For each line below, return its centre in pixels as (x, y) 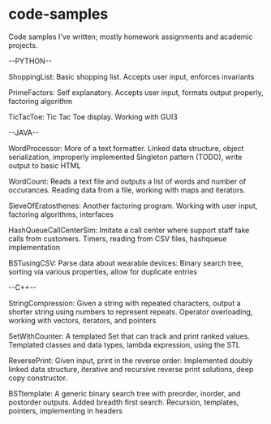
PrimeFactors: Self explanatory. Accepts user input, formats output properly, (136, 92)
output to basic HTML (45, 165)
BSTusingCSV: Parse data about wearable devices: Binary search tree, (126, 263)
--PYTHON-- (30, 61)
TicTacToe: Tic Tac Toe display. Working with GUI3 (93, 117)
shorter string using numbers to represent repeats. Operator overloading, (131, 312)
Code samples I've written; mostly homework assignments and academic (131, 37)
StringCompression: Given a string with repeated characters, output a (125, 303)
